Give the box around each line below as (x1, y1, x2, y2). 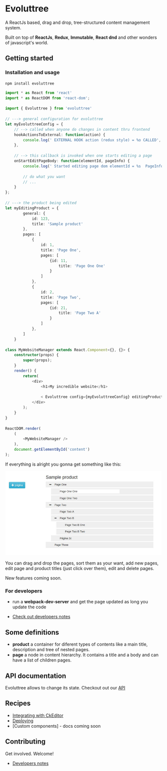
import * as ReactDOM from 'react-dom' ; (5, 96, 90, 100)
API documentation (5, 672, 66, 680)
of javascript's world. (5, 39, 49, 45)
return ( (23, 374, 39, 379)
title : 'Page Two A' (58, 310, 101, 316)
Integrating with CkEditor (12, 712, 64, 718)
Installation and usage (5, 69, 60, 76)
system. (5, 24, 21, 30)
